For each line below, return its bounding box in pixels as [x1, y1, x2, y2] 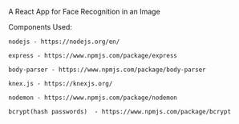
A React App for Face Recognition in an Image [8, 7, 160, 16]
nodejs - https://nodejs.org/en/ [8, 38, 120, 46]
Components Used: [8, 22, 72, 31]
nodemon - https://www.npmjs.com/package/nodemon [8, 94, 178, 102]
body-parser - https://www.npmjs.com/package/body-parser [8, 66, 206, 74]
